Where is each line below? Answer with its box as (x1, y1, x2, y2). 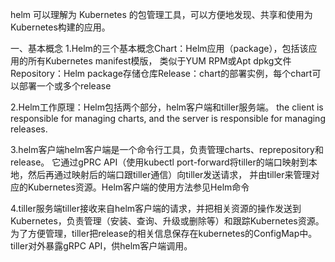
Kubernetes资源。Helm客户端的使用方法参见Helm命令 (27, 181, 250, 193)
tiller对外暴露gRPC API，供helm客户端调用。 (10, 240, 193, 252)
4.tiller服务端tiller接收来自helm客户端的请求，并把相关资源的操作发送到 (10, 203, 302, 214)
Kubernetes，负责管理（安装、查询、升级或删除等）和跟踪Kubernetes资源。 (10, 215, 325, 227)
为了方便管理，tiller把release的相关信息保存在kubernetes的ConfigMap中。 (10, 228, 318, 239)
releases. (10, 123, 48, 135)
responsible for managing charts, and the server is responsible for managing (10, 113, 326, 124)
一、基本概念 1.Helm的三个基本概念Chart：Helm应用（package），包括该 (10, 43, 309, 54)
